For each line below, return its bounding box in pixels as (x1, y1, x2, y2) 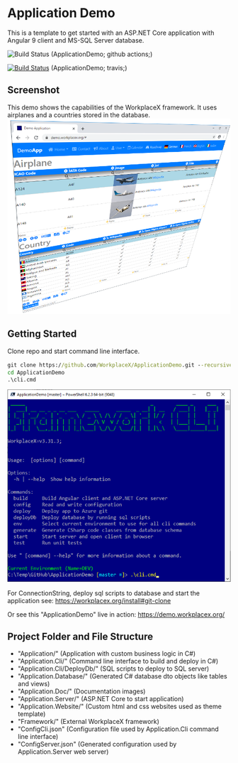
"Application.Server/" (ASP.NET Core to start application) (17, 695, 184, 703)
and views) (17, 680, 50, 688)
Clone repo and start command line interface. (7, 347, 140, 355)
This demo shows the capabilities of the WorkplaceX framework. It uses (7, 103, 217, 112)
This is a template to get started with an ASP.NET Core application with (7, 28, 215, 37)
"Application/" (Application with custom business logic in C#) (17, 649, 196, 658)
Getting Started (7, 328, 77, 340)
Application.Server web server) (17, 747, 109, 756)
